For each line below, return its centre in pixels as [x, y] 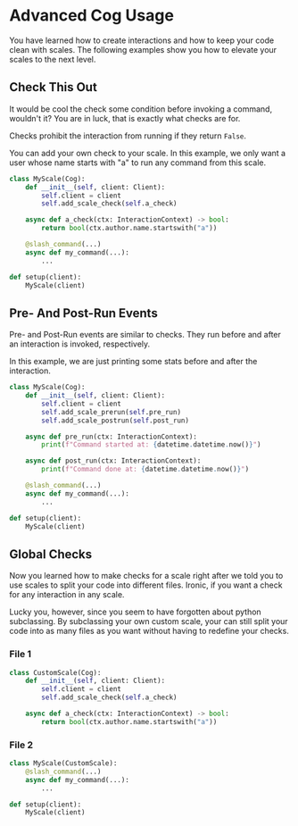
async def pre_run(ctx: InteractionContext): [112, 437]
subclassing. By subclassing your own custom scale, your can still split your [149, 622]
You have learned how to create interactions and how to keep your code [142, 40]
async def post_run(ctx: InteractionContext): [113, 461]
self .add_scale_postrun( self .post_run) [116, 421]
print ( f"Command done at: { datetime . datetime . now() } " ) [145, 470]
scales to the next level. [53, 59]
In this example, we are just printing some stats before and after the [133, 362]
